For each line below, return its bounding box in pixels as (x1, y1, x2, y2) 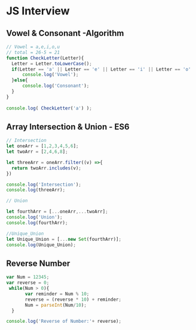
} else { (11, 77, 28, 83)
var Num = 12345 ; (6, 274, 50, 280)
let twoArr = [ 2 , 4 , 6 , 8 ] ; (6, 149, 68, 155)
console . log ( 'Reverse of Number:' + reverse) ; (6, 319, 121, 325)
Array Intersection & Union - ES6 (6, 122, 130, 132)
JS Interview (6, 4, 70, 18)
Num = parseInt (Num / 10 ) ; (24, 302, 87, 308)
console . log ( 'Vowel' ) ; (22, 72, 79, 78)
